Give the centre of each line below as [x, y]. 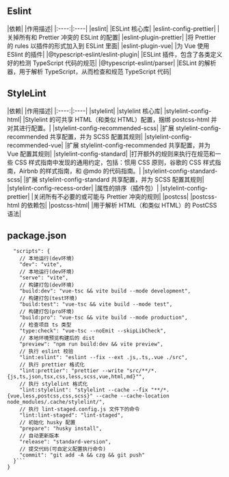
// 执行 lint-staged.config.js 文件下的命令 [80, 409]
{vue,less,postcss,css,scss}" [50, 396]
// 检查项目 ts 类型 [45, 325]
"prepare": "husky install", [61, 429]
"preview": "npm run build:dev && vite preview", [92, 344]
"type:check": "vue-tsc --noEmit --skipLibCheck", [93, 331]
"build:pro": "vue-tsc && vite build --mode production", [104, 318]
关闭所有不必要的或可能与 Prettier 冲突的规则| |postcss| [111, 196]
